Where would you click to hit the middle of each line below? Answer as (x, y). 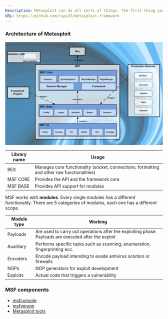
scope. (12, 208)
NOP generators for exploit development (77, 268)
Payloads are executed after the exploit (75, 237)
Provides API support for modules (69, 186)
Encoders (17, 259)
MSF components (27, 289)
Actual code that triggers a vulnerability (76, 275)
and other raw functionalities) (65, 172)
